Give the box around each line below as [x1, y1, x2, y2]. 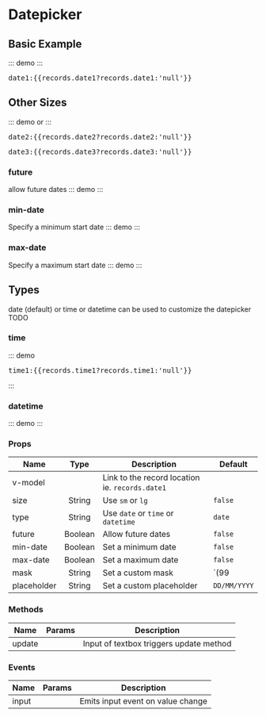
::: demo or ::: [8, 117, 52, 126]
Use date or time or [102, 508, 174, 519]
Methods [8, 604, 44, 615]
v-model [12, 477, 45, 489]
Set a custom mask [102, 567, 174, 578]
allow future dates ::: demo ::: [8, 185, 104, 194]
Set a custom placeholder [102, 581, 198, 592]
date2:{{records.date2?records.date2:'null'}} [8, 132, 192, 141]
